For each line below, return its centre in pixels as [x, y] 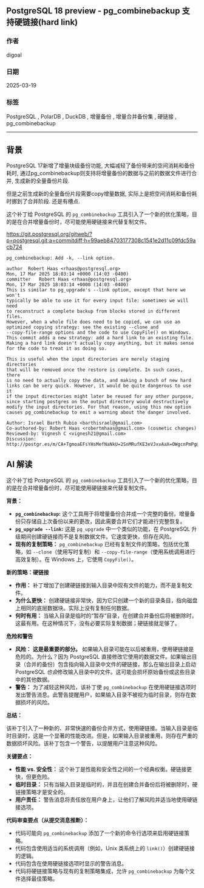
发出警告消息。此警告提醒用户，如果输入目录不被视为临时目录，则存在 [103, 695]
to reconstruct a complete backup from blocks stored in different [93, 311]
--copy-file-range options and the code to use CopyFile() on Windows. [99, 333]
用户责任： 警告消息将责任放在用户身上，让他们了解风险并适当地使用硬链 [106, 799]
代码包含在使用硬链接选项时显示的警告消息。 [71, 863]
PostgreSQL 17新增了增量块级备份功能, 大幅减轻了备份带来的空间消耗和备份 [101, 165]
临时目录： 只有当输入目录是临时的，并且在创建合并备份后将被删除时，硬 [106, 784]
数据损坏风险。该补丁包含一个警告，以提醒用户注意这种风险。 [83, 743]
